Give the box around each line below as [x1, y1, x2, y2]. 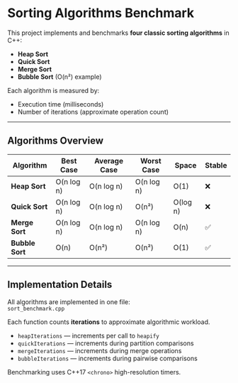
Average [94, 156, 124, 166]
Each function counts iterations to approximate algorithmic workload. [7, 318, 210, 326]
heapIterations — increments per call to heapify [17, 331, 159, 340]
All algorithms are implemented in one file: [7, 297, 130, 306]
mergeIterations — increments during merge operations [17, 346, 182, 355]
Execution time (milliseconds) [17, 99, 104, 108]
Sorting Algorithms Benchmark [7, 5, 195, 21]
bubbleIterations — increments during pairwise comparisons [17, 354, 198, 362]
